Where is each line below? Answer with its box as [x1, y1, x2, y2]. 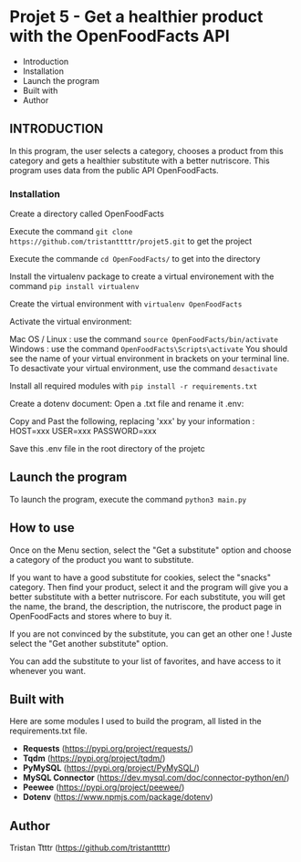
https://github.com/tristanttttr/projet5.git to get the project [9, 235, 253, 247]
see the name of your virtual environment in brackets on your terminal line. [9, 353, 290, 364]
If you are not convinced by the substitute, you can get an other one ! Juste [9, 628, 293, 639]
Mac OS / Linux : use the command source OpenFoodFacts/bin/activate [9, 334, 278, 345]
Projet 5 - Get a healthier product [9, 6, 264, 27]
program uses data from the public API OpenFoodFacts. [9, 164, 219, 175]
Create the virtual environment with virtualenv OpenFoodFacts [9, 298, 243, 309]
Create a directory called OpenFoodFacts [9, 208, 164, 220]
